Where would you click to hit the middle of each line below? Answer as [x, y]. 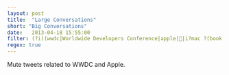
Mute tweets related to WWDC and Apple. [66, 64]
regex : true [24, 45]
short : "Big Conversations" [47, 26]
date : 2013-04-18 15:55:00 [49, 32]
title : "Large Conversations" [52, 20]
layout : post [26, 13]
